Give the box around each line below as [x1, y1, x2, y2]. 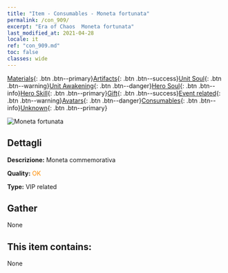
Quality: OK [7, 169, 41, 177]
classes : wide [7, 55, 48, 62]
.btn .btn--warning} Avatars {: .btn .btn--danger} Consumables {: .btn [7, 96, 198, 105]
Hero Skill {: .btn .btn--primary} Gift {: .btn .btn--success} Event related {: [20, 89, 221, 97]
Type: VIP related [7, 182, 57, 191]
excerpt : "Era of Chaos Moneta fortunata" [7, 23, 135, 30]
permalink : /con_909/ [7, 17, 70, 24]
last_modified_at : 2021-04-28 [7, 29, 95, 37]
